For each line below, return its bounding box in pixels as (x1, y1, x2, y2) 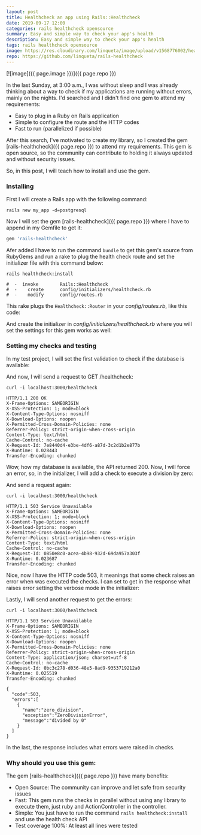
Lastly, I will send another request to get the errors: (6, 596, 132, 603)
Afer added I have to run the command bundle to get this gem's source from (6, 246, 193, 253)
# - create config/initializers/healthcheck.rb (6, 286, 151, 292)
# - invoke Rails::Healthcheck (6, 281, 109, 288)
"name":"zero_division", (22, 707, 84, 713)
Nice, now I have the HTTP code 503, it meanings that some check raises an (6, 571, 195, 579)
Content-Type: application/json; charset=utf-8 (6, 655, 127, 661)
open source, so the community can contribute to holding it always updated (6, 149, 193, 156)
